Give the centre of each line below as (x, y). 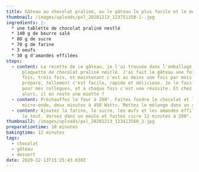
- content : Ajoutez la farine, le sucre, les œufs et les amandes (95, 111)
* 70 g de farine (33, 45)
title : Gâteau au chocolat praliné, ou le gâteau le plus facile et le (96, 12)
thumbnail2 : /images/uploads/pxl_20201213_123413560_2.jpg (81, 122)
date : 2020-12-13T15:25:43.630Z (46, 160)
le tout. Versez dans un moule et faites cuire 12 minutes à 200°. (107, 116)
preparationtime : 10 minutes (42, 127)
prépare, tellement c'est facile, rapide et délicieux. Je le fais (107, 83)
